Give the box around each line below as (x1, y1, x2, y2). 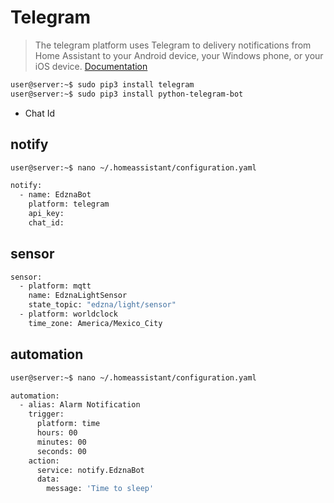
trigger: (28, 409, 65, 420)
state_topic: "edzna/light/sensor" (28, 300, 177, 310)
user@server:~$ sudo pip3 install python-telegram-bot (10, 89, 244, 99)
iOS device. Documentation (34, 60, 148, 72)
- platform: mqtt (19, 281, 92, 291)
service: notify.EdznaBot (36, 465, 145, 475)
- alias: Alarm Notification (19, 400, 141, 410)
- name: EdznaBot (19, 190, 92, 200)
